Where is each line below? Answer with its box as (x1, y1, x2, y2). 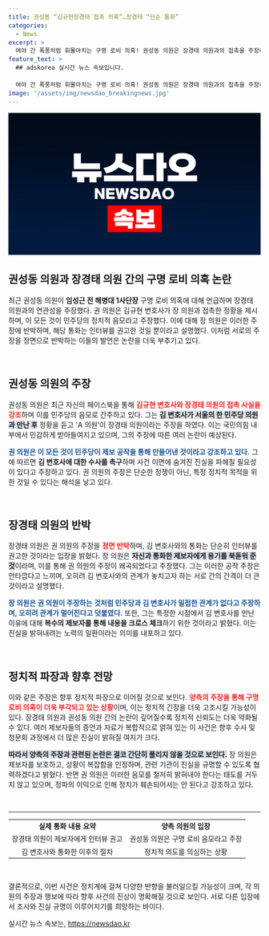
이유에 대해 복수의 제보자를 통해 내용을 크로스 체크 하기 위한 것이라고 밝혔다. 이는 (8, 618, 257, 628)
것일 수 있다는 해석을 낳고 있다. (16, 477, 113, 486)
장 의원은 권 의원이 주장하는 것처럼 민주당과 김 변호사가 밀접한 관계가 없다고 (8, 598, 240, 608)
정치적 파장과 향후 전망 (8, 669, 114, 683)
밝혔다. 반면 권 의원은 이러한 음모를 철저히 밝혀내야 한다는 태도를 (42, 770, 243, 779)
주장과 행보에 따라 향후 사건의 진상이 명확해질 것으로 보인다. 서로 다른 (22, 892, 239, 901)
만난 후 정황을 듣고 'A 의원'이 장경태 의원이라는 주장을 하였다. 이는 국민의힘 (16, 420, 250, 429)
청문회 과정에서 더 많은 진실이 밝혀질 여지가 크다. (8, 733, 160, 743)
